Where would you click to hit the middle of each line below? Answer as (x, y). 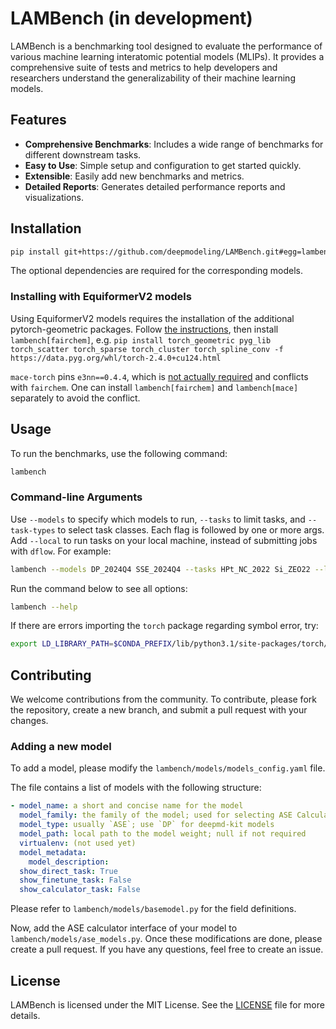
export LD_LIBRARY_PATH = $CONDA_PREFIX (91, 644)
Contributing (51, 675)
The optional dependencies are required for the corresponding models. (156, 271)
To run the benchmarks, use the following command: (119, 453)
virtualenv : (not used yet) (78, 843)
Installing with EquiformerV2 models (101, 297)
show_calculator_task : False (80, 890)
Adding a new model (61, 747)
